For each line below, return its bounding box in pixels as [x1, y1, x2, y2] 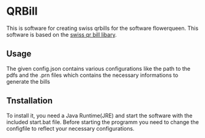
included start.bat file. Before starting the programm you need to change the [6, 118, 199, 126]
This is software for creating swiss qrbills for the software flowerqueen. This [6, 24, 199, 32]
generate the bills [6, 78, 50, 85]
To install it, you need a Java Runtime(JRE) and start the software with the [6, 112, 193, 119]
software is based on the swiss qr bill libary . [6, 31, 117, 38]
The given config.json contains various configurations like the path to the [6, 65, 191, 72]
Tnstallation [6, 96, 53, 106]
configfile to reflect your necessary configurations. [6, 125, 135, 132]
